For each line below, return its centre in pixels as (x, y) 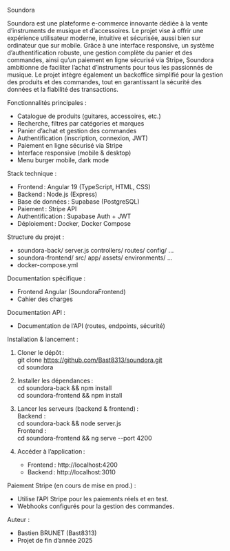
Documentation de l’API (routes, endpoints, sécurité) (91, 326)
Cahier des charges (45, 299)
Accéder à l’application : (51, 451)
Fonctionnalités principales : (47, 103)
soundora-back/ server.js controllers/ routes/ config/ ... (95, 250)
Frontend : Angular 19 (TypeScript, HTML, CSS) (84, 187)
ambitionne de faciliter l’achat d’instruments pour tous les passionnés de (110, 67)
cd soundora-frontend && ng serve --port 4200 (85, 438)
